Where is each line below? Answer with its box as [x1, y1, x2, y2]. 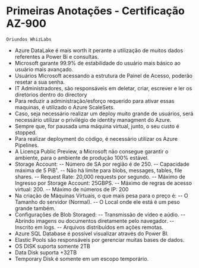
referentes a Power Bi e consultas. [14, 53, 99, 60]
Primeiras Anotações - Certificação [6, 4, 185, 18]
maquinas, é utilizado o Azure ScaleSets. [14, 103, 115, 111]
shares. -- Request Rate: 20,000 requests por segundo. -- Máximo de [14, 173, 185, 180]
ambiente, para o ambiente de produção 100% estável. [14, 154, 149, 161]
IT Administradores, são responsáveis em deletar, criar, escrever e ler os [14, 84, 192, 92]
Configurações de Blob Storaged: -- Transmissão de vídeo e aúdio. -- [14, 211, 186, 218]
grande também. [14, 204, 56, 212]
